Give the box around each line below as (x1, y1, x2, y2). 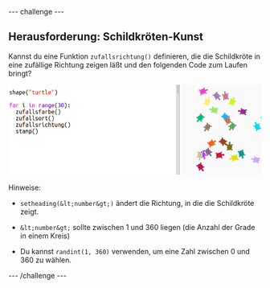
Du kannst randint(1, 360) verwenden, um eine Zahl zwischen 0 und (19, 246, 251, 256)
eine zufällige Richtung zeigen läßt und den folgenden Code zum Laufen (8, 60, 247, 69)
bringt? (8, 68, 32, 78)
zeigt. (19, 207, 39, 216)
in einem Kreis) (19, 231, 71, 241)
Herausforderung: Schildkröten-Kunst (8, 30, 203, 43)
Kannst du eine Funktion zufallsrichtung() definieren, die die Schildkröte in (8, 51, 261, 61)
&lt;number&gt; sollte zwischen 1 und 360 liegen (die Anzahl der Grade (19, 222, 256, 232)
